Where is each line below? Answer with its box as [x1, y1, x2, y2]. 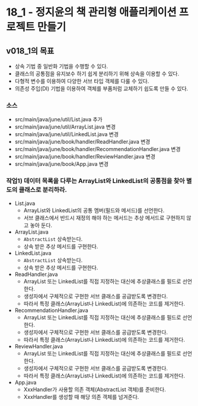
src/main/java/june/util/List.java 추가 [14, 116, 103, 123]
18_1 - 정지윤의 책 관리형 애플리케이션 [6, 5, 177, 19]
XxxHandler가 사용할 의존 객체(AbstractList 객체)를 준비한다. [23, 386, 166, 393]
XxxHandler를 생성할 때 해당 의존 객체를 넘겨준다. [23, 393, 139, 400]
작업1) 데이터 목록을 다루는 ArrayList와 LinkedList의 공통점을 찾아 [6, 177, 185, 185]
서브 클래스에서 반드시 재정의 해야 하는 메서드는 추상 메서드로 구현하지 [23, 214, 186, 221]
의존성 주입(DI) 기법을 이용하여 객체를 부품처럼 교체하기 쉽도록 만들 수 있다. [14, 85, 189, 92]
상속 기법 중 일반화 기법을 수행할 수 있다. [14, 63, 108, 70]
